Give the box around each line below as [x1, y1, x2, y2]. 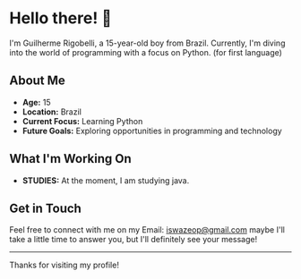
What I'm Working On [9, 151, 132, 166]
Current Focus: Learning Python [21, 115, 143, 126]
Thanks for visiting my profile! [9, 259, 119, 271]
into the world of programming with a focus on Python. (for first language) [9, 46, 282, 57]
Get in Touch [9, 200, 82, 216]
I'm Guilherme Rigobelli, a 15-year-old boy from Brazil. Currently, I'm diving [9, 38, 286, 48]
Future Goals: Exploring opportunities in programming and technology [21, 125, 282, 136]
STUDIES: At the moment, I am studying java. [21, 174, 190, 186]
